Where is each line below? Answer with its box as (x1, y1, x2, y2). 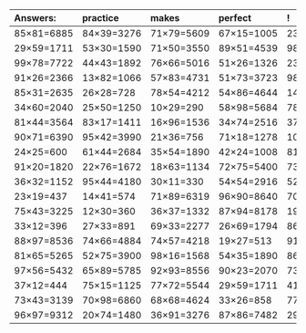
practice (81, 12, 119, 24)
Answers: (14, 12, 56, 24)
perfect (218, 12, 252, 24)
